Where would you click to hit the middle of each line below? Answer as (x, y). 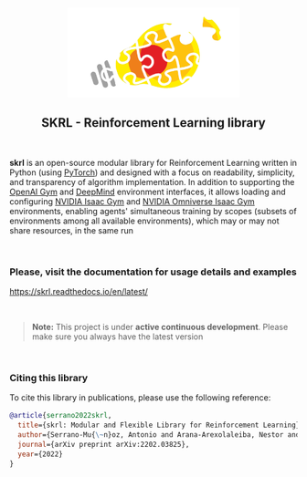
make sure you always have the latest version (117, 337)
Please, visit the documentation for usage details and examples (153, 272)
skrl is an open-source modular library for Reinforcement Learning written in (153, 162)
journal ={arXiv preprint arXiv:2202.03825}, (104, 444)
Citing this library (49, 378)
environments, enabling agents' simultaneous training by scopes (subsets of (153, 211)
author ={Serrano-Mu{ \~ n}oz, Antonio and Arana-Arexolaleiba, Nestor (151, 435)
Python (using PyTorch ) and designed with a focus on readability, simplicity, (152, 172)
